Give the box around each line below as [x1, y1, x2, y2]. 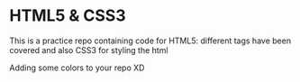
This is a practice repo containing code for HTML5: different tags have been [9, 35, 291, 46]
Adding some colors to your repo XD [9, 62, 145, 73]
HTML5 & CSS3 [9, 5, 126, 26]
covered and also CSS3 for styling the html [9, 44, 168, 55]
